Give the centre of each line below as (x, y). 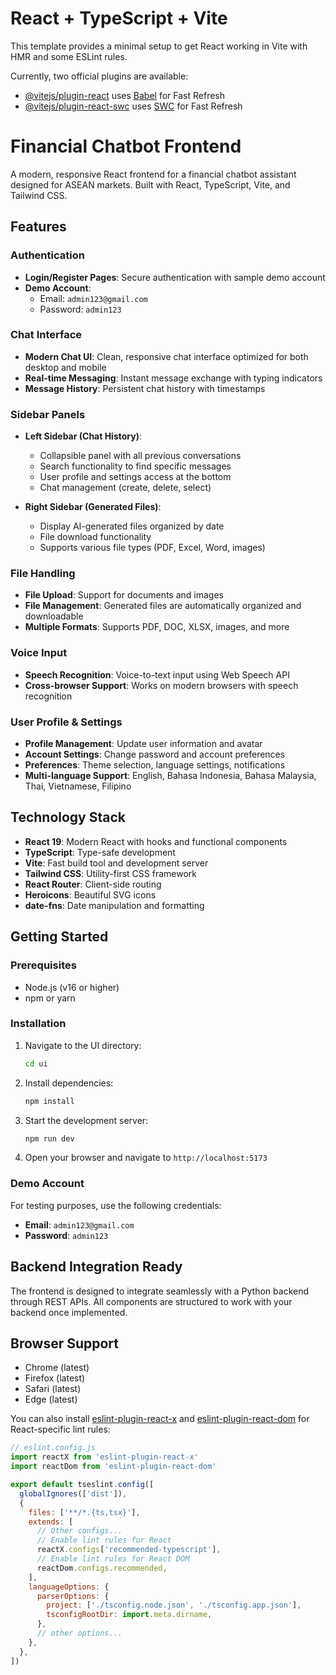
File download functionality (95, 537)
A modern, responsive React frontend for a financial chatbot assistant (153, 174)
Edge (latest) (51, 1399)
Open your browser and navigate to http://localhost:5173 (146, 1158)
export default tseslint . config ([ (82, 1485)
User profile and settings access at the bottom (135, 477)
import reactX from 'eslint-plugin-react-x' (104, 1457)
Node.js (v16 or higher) (72, 987)
